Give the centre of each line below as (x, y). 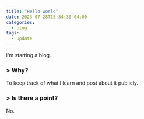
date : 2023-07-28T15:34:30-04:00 (47, 17)
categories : (20, 22)
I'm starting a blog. (29, 55)
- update (22, 38)
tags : (13, 33)
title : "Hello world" (32, 11)
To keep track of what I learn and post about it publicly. (72, 83)
